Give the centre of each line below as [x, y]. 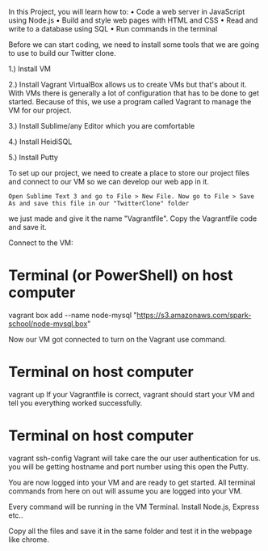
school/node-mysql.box [48, 324]
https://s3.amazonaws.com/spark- [194, 315]
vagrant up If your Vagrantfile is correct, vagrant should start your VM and [132, 394]
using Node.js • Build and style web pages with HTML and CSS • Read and [133, 20]
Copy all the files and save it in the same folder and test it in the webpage [130, 531]
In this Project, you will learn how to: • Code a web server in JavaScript [127, 12]
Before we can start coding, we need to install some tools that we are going [134, 45]
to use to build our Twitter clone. [62, 53]
